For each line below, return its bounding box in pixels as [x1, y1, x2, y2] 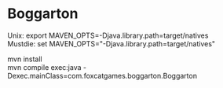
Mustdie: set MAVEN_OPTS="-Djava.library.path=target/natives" [7, 38, 216, 48]
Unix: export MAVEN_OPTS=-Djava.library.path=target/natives [7, 31, 209, 40]
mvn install [7, 54, 42, 64]
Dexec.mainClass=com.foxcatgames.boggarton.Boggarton [7, 71, 198, 80]
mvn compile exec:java [7, 62, 82, 71]
